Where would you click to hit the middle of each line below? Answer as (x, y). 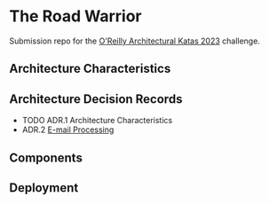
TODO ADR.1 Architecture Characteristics (97, 121)
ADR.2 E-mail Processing (68, 129)
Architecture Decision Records (96, 99)
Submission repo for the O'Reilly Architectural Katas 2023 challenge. (134, 41)
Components (46, 157)
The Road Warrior (75, 16)
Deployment (44, 188)
